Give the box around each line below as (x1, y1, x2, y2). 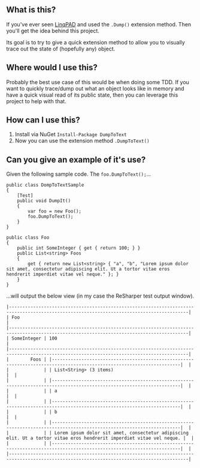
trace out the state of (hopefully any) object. (6, 45, 116, 52)
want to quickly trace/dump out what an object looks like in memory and (6, 85, 184, 92)
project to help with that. (6, 97, 67, 104)
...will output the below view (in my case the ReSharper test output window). (6, 292, 195, 299)
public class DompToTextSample (6, 182, 84, 188)
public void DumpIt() (17, 198, 71, 204)
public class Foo (6, 235, 50, 241)
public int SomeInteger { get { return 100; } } (17, 245, 141, 251)
